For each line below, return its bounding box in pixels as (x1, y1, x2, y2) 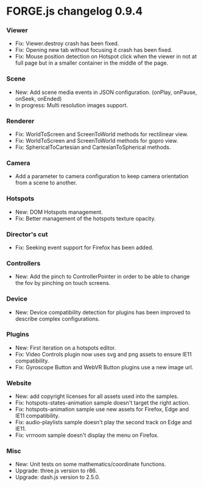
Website (6, 378, 32, 387)
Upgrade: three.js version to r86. (15, 467, 98, 474)
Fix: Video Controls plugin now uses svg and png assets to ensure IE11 (15, 350, 192, 358)
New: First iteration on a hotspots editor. (15, 344, 116, 352)
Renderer (6, 117, 35, 125)
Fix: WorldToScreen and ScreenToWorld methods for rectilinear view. (15, 131, 188, 138)
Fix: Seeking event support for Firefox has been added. (15, 243, 154, 251)
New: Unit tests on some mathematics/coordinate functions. (15, 461, 166, 468)
